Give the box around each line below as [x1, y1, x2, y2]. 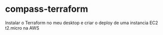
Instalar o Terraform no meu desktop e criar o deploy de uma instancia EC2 [5, 20, 158, 26]
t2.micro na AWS [5, 25, 40, 31]
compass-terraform [5, 3, 88, 15]
